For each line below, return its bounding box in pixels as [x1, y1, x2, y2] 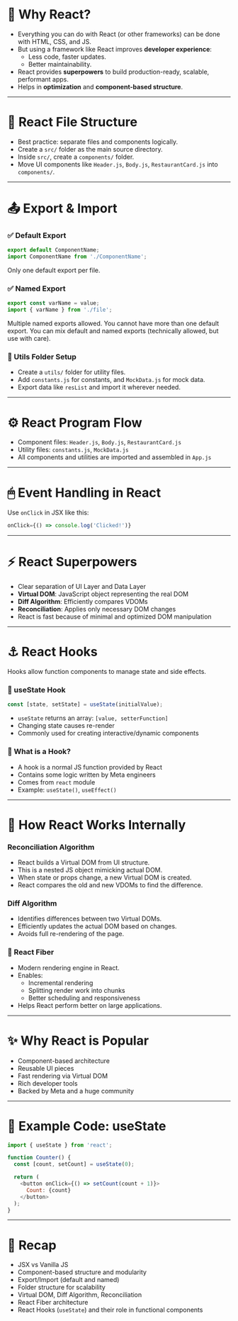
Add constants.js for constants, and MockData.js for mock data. [17, 376, 205, 384]
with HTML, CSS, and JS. [17, 37, 92, 45]
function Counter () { [7, 1154, 72, 1162]
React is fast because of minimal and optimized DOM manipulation [17, 612, 212, 621]
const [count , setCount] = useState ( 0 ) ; [13, 1161, 135, 1168]
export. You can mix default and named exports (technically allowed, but [7, 327, 219, 335]
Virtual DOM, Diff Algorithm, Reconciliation [17, 1291, 142, 1299]
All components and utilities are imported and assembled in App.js [17, 453, 212, 461]
